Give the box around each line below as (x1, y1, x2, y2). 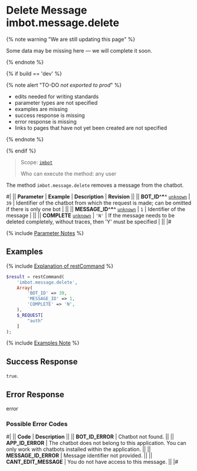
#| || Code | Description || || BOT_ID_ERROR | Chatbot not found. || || (6, 433, 174, 440)
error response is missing (14, 118, 77, 125)
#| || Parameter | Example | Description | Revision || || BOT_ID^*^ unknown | (6, 193, 191, 200)
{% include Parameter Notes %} (6, 229, 84, 236)
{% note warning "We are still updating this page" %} (6, 35, 136, 43)
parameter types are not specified (14, 99, 98, 106)
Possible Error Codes (6, 420, 68, 428)
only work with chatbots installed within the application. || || (6, 446, 151, 453)
